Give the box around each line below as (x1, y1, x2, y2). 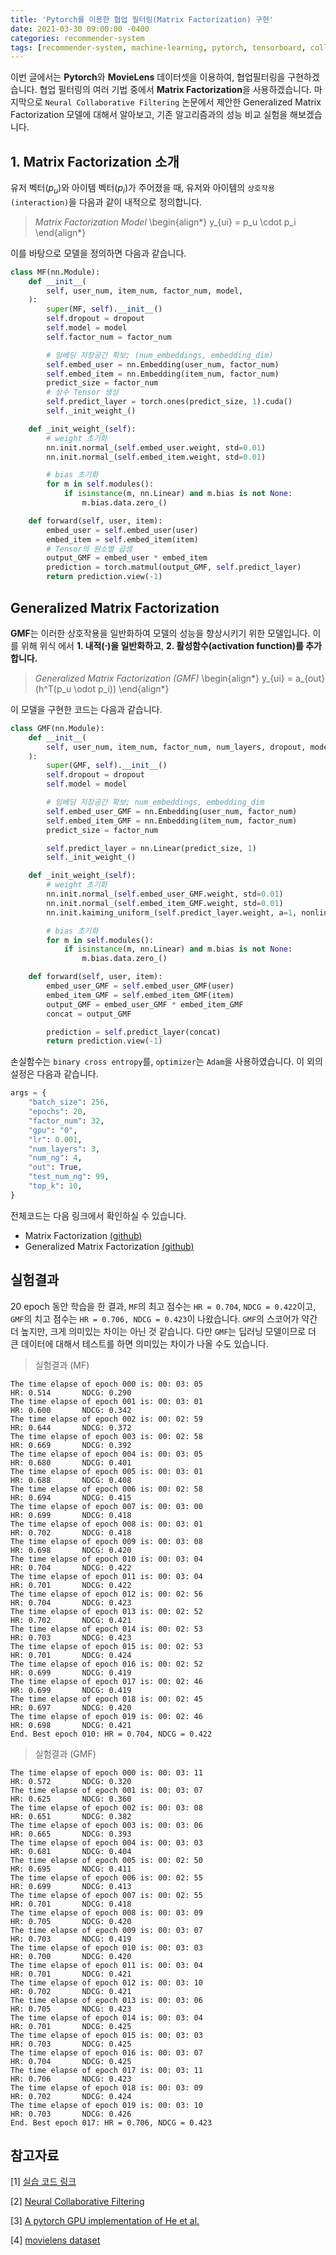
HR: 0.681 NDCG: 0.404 (10, 1846, 132, 1856)
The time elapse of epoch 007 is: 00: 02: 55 (10, 1890, 203, 1900)
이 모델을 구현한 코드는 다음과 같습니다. (10, 703, 163, 715)
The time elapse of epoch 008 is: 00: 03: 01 (10, 1519, 203, 1529)
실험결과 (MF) (34, 1359, 90, 1371)
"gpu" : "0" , (28, 1125, 78, 1135)
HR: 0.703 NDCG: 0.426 (10, 2109, 132, 2119)
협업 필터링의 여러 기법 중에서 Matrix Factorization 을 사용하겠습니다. (39, 84, 312, 96)
